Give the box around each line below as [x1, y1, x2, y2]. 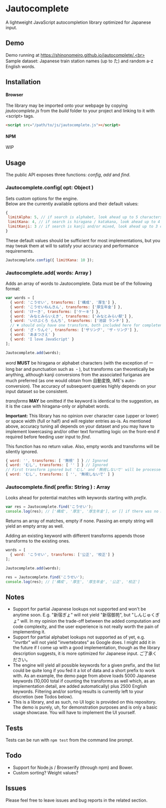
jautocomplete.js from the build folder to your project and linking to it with [5, 108, 155, 114]
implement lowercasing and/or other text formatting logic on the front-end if [5, 428, 160, 434]
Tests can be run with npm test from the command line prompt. [5, 737, 133, 743]
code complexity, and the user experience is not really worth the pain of [12, 624, 159, 629]
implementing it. [12, 629, 46, 635]
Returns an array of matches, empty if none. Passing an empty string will [5, 518, 153, 524]
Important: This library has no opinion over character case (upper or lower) [5, 412, 159, 418]
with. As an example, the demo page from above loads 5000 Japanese [12, 673, 157, 679]
